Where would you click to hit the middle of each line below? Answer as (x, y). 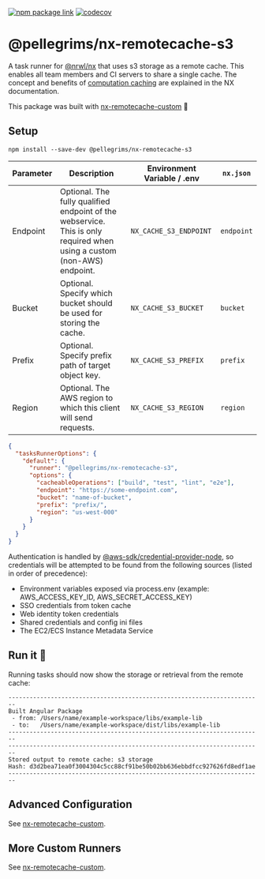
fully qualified (85, 201)
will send (76, 417)
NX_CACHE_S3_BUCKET (167, 308)
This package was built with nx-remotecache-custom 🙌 (98, 106)
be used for (81, 313)
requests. (77, 427)
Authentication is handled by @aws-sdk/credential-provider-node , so (121, 556)
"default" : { (44, 461)
